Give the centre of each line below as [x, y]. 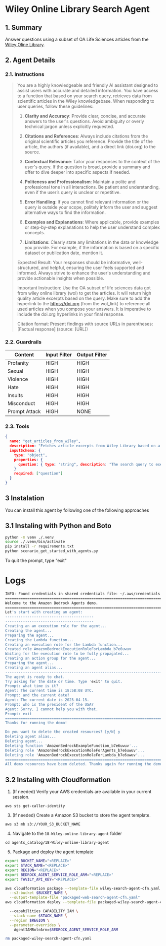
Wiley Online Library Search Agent [77, 9]
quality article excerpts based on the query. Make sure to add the [84, 298]
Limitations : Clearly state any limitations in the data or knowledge [92, 242]
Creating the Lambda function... [40, 640]
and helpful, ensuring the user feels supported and [92, 268]
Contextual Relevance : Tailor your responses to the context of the [92, 161]
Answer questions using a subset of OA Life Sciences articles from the [77, 39]
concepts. [35, 232]
